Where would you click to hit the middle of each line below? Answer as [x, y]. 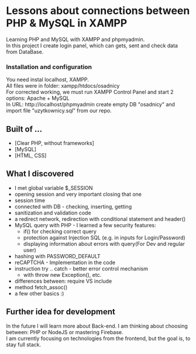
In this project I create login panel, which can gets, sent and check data [92, 46]
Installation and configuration [49, 67]
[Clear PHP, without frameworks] [54, 143]
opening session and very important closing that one [78, 194]
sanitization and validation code [53, 213]
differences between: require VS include [63, 281]
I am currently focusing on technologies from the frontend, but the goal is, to [98, 338]
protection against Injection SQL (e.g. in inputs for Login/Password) [104, 237]
